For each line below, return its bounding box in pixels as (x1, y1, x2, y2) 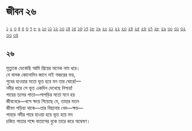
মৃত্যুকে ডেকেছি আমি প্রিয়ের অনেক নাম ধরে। (6, 64, 80, 71)
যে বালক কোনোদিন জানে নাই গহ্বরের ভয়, (6, 71, 76, 78)
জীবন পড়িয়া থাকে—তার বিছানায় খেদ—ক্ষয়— (6, 104, 84, 111)
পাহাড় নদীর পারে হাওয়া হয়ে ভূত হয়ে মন (6, 111, 73, 118)
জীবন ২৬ (6, 5, 37, 18)
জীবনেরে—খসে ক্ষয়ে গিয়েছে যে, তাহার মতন (6, 97, 80, 104)
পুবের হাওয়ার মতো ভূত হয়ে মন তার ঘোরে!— (6, 77, 82, 84)
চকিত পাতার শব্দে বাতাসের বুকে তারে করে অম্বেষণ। (6, 117, 90, 125)
